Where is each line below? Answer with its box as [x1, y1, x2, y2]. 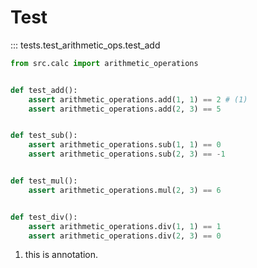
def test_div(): [10, 212, 78, 222]
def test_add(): [10, 85, 78, 95]
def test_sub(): [10, 131, 78, 141]
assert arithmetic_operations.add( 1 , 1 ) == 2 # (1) [28, 94, 248, 105]
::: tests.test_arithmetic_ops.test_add [10, 39, 161, 51]
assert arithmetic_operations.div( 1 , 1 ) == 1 [28, 221, 222, 231]
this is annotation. [24, 249, 99, 261]
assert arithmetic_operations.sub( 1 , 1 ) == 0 [28, 140, 222, 150]
